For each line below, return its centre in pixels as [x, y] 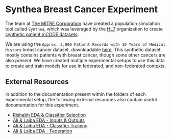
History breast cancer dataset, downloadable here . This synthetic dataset [83, 49]
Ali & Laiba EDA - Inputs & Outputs [49, 120]
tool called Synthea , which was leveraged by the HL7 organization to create [84, 29]
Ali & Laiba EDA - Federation [42, 131]
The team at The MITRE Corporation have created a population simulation [83, 23]
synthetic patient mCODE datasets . [42, 34]
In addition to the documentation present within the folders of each [76, 94]
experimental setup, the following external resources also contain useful [81, 99]
